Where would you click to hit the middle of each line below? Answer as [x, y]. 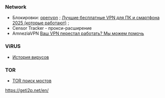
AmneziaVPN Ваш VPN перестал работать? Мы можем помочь [78, 34]
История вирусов [31, 57]
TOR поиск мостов [32, 81]
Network [16, 7]
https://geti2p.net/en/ [27, 90]
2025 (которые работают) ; [41, 23]
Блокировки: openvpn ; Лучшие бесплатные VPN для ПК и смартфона [86, 18]
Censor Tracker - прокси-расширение [52, 28]
